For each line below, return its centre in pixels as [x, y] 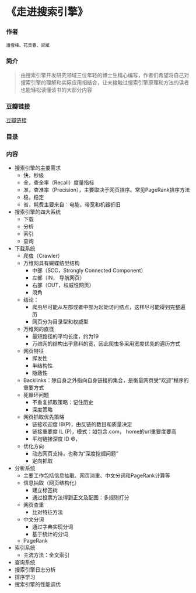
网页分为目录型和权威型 [60, 322]
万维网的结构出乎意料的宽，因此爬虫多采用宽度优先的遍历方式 [106, 344]
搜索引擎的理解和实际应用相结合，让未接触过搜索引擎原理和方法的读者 [105, 82]
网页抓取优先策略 [44, 417]
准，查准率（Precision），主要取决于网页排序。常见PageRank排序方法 [106, 190]
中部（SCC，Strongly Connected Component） [89, 271]
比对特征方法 [47, 512]
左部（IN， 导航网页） [58, 278]
